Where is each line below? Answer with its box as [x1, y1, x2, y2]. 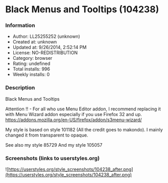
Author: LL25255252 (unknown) [12, 33, 80, 39]
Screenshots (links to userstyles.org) [5, 154, 100, 162]
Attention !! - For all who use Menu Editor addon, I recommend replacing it [5, 106, 161, 112]
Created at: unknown [12, 39, 57, 45]
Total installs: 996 [12, 66, 50, 72]
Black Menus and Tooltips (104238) [5, 4, 159, 15]
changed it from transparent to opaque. [5, 132, 88, 138]
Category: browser [12, 55, 53, 61]
